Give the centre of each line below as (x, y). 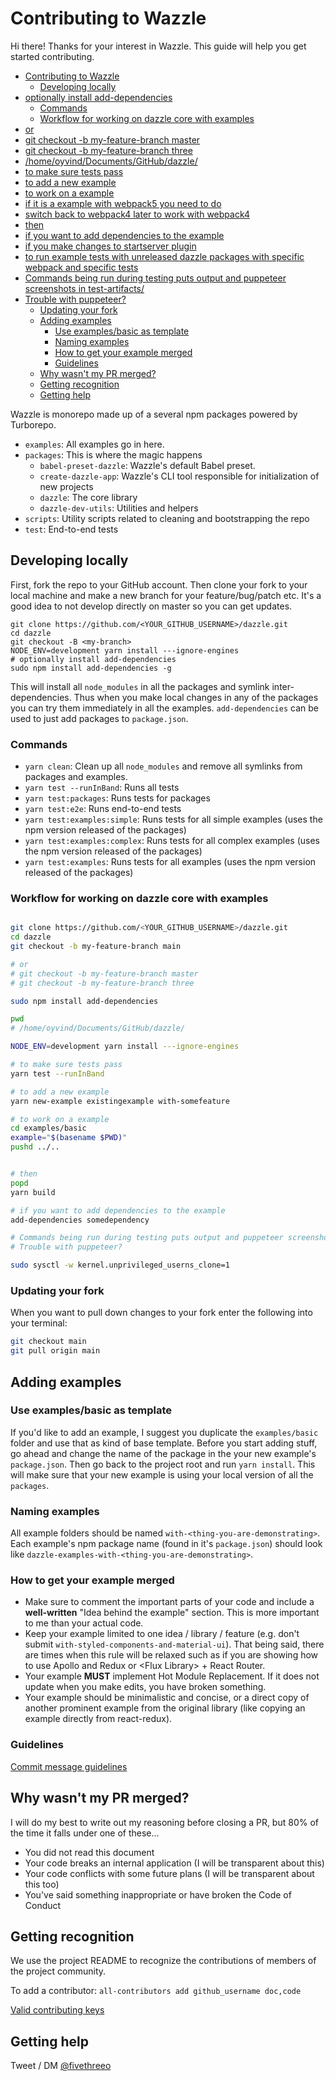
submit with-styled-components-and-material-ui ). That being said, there (174, 1644)
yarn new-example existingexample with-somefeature (120, 1101)
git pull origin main (55, 1351)
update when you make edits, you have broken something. (145, 1687)
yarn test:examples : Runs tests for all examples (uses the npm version (170, 862)
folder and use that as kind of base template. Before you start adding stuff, (164, 1443)
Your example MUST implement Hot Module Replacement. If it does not (172, 1676)
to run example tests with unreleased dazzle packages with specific (164, 256)
